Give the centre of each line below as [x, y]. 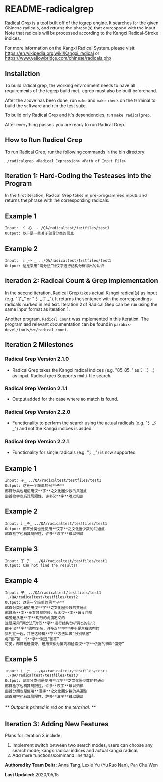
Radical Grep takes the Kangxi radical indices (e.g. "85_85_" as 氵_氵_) [83, 370]
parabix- [123, 324]
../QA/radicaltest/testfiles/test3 [41, 676]
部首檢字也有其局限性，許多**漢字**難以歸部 [44, 697]
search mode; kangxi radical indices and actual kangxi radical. [75, 751]
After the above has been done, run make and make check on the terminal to [80, 100]
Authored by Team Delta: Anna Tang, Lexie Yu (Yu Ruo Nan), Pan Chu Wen [81, 765]
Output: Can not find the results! [41, 565]
